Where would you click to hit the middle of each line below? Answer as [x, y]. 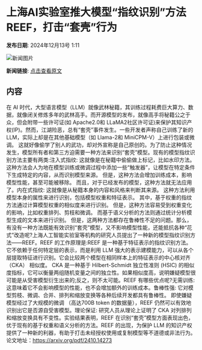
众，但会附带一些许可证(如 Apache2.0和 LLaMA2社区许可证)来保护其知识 [97, 122]
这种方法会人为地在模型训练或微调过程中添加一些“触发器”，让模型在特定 [96, 167]
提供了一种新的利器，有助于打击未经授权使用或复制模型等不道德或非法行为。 [101, 333]
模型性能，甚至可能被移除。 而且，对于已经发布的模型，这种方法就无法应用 [99, 182]
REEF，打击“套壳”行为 [62, 27]
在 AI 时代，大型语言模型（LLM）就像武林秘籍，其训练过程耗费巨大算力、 [97, 107]
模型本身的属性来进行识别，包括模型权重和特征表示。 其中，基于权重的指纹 [99, 197]
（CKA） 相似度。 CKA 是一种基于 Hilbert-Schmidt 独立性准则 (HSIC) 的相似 [100, 265]
